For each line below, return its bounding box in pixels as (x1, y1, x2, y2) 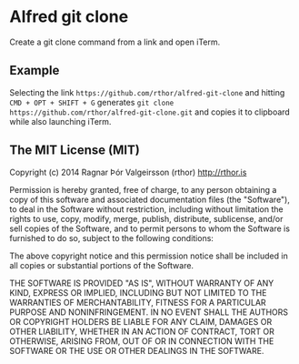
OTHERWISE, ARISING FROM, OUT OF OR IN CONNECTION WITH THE (9, 335, 274, 347)
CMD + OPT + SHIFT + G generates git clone (9, 96, 174, 107)
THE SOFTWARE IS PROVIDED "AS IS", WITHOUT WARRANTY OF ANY (9, 278, 274, 288)
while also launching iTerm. (9, 116, 112, 126)
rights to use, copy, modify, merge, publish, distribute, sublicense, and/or (9, 213, 284, 224)
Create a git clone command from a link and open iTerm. (9, 36, 221, 47)
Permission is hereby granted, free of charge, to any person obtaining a (9, 184, 277, 195)
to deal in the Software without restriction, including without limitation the (9, 203, 284, 215)
